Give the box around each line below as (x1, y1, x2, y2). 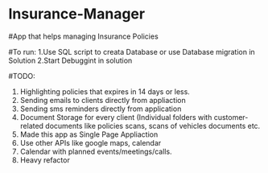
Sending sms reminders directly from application (19, 104, 182, 113)
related (19, 121, 44, 130)
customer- (213, 112, 249, 122)
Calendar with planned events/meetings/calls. (19, 146, 172, 156)
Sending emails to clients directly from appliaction (19, 95, 187, 105)
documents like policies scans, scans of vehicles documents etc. (45, 121, 261, 130)
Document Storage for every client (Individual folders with (19, 112, 212, 122)
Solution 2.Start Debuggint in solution (8, 56, 133, 65)
